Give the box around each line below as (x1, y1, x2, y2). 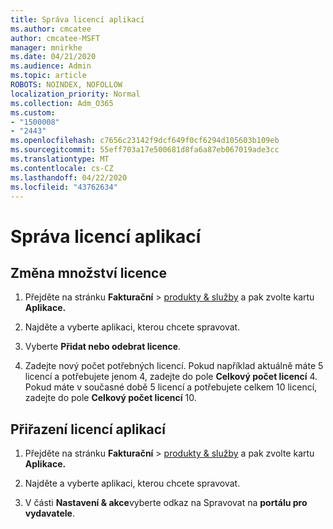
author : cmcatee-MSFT (10, 33, 101, 43)
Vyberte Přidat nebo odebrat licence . (24, 341, 182, 353)
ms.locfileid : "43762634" (10, 182, 118, 192)
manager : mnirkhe (10, 42, 83, 53)
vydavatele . (24, 507, 75, 520)
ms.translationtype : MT (10, 154, 110, 164)
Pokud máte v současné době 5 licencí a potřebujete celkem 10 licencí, (24, 381, 318, 393)
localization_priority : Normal (10, 89, 141, 99)
